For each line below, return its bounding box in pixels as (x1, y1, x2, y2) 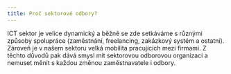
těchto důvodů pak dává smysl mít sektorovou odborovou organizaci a (7, 51, 208, 59)
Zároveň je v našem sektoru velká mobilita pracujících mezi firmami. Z (7, 44, 207, 52)
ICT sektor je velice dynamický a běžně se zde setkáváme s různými (7, 29, 203, 37)
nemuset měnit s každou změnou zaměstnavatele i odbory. (7, 58, 176, 66)
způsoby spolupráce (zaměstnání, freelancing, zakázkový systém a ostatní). (7, 36, 225, 45)
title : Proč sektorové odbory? (7, 10, 98, 17)
